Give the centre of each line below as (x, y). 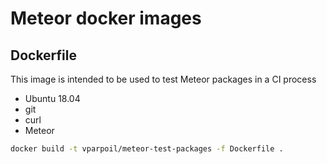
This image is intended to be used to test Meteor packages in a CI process (163, 79)
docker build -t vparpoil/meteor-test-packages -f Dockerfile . (147, 149)
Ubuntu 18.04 (52, 98)
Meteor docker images (106, 18)
